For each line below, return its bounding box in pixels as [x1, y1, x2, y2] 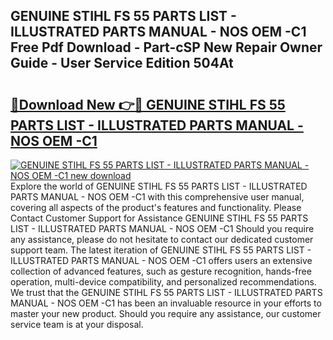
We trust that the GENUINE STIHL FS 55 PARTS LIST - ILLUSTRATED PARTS [10, 287, 323, 298]
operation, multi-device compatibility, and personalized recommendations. [10, 276, 317, 288]
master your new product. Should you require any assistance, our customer [10, 308, 322, 319]
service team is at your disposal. [10, 319, 144, 330]
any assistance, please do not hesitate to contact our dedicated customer [10, 234, 314, 245]
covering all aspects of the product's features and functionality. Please [10, 202, 302, 213]
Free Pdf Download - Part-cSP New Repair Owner [10, 39, 323, 56]
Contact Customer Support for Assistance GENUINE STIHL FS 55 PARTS [10, 212, 309, 224]
